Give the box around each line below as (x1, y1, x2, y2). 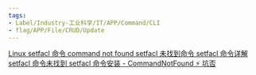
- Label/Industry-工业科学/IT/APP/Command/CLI (8, 19, 161, 27)
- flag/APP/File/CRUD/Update (8, 26, 105, 34)
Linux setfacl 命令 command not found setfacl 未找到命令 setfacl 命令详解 (8, 49, 249, 58)
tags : (8, 11, 26, 20)
